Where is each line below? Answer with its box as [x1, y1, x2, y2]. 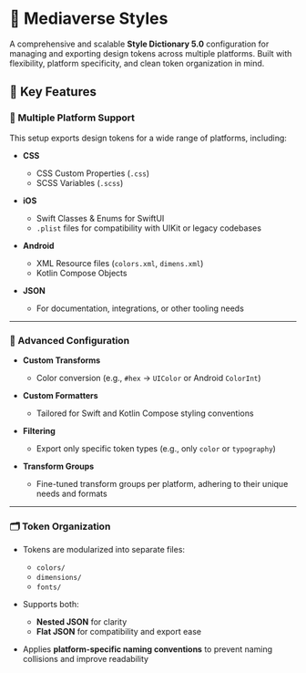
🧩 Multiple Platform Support [9, 111, 135, 124]
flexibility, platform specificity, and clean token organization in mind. [9, 57, 265, 68]
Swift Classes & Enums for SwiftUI [36, 212, 165, 223]
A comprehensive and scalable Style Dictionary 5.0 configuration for [9, 38, 270, 49]
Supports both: [22, 599, 79, 610]
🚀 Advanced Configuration [9, 334, 130, 347]
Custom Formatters [22, 389, 98, 400]
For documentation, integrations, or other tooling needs [36, 303, 244, 314]
